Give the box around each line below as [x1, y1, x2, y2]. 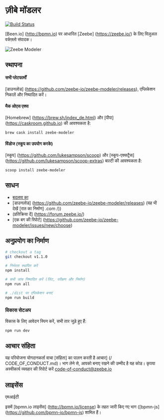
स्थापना [5, 61, 22, 69]
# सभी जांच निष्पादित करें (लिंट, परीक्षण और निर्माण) [5, 277, 86, 282]
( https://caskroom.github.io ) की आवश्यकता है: [5, 120, 91, 126]
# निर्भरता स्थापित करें [5, 263, 38, 269]
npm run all [5, 281, 30, 286]
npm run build [5, 295, 35, 300]
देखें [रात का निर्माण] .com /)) [12, 206, 62, 211]
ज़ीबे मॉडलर [5, 4, 41, 16]
